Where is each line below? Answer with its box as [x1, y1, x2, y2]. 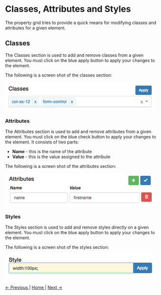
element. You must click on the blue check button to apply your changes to [5, 134, 157, 140]
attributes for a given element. [5, 25, 66, 30]
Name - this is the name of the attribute [12, 149, 92, 155]
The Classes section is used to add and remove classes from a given [5, 52, 144, 58]
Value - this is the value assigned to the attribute [12, 154, 111, 160]
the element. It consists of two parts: [5, 139, 79, 145]
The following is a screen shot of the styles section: [5, 244, 109, 250]
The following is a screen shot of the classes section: [5, 72, 113, 78]
